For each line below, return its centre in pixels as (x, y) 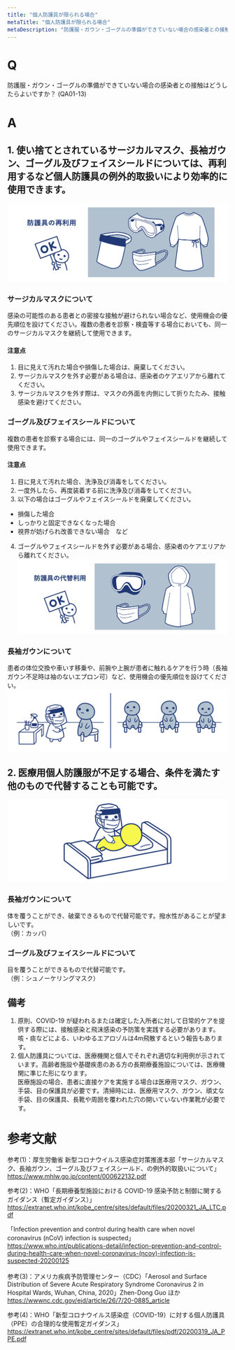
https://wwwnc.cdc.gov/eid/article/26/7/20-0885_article (88, 1300)
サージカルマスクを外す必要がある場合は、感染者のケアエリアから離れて (121, 376)
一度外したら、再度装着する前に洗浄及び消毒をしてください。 (106, 490)
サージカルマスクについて (50, 299)
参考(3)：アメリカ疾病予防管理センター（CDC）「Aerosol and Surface (107, 1277)
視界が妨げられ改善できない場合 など (72, 531)
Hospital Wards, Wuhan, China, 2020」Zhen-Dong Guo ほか (94, 1293)
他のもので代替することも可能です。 (85, 786)
